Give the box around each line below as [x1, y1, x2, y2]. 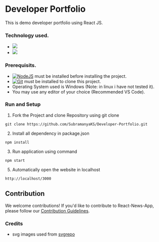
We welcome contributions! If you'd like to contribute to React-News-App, [5, 203, 154, 209]
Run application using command [12, 149, 77, 154]
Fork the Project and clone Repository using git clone [12, 112, 119, 118]
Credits [5, 220, 23, 227]
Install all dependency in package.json [12, 130, 90, 136]
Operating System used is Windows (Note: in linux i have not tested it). [12, 84, 155, 90]
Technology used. [5, 32, 49, 39]
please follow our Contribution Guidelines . [5, 208, 90, 213]
